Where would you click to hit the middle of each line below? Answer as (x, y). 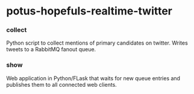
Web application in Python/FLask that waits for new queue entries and (93, 78)
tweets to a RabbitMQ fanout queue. (51, 49)
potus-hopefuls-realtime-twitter (89, 11)
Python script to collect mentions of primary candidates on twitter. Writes (97, 43)
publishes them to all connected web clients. (62, 84)
